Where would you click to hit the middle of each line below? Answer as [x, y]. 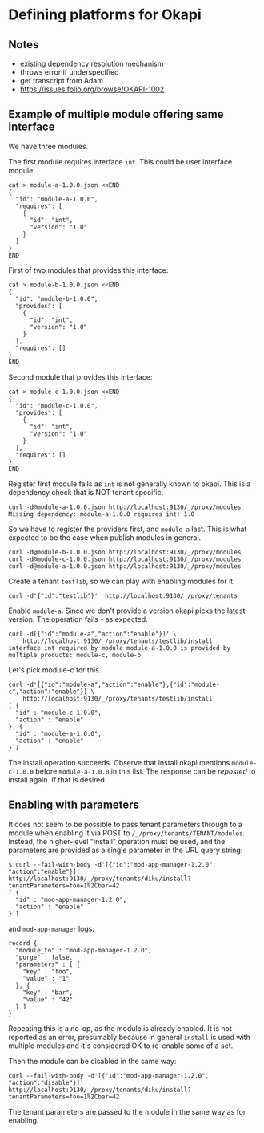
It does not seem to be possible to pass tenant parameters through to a [125, 824]
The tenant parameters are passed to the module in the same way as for [127, 1111]
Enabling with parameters [74, 805]
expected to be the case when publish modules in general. [105, 537]
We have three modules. [48, 146]
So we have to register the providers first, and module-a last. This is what [128, 529]
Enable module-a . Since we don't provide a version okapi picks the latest [127, 611]
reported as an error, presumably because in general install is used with [129, 1037]
